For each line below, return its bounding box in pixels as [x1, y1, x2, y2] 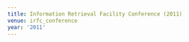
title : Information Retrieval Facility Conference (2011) [7, 10, 183, 18]
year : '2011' [7, 23, 46, 31]
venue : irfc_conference [7, 17, 78, 24]
